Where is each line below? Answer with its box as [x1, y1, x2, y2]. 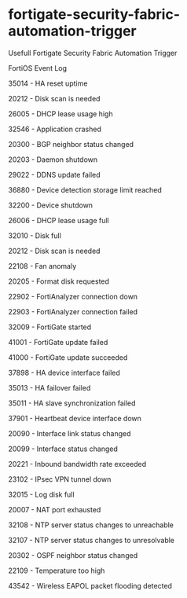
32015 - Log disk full [8, 490, 75, 499]
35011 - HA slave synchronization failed [8, 398, 136, 408]
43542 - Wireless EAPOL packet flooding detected [8, 581, 173, 590]
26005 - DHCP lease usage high [8, 108, 113, 119]
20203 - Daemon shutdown [8, 155, 98, 164]
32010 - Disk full [8, 230, 61, 240]
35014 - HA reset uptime [8, 79, 88, 88]
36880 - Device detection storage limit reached [8, 185, 163, 194]
